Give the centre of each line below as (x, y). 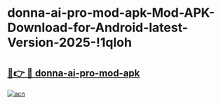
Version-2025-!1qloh (69, 43)
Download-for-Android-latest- (98, 28)
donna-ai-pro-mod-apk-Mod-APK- (111, 13)
